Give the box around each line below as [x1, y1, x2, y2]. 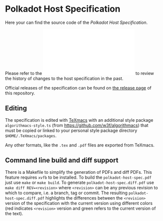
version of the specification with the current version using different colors [5, 200, 153, 206]
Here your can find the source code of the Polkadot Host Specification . [5, 19, 148, 25]
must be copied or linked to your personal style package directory [5, 128, 138, 133]
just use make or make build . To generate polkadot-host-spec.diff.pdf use [5, 179, 154, 185]
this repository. [5, 90, 36, 96]
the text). [5, 210, 23, 216]
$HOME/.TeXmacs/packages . [5, 132, 57, 138]
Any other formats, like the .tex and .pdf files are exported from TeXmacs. [5, 142, 155, 148]
